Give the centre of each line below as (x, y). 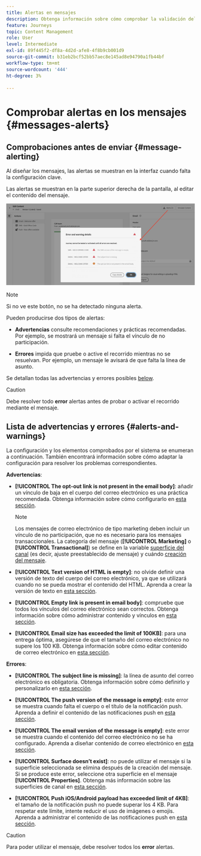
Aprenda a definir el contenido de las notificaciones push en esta (95, 713)
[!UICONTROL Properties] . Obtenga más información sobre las (93, 781)
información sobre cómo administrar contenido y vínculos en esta (96, 615)
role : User (20, 38)
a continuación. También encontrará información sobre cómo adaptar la (95, 457)
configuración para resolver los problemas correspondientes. (82, 463)
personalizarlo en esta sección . (54, 688)
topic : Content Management (40, 32)
